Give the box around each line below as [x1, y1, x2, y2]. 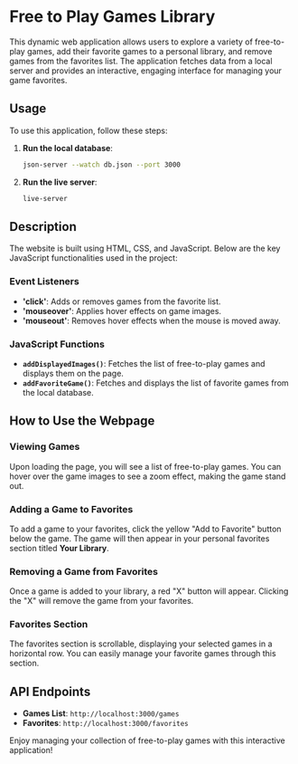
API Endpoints [9, 683, 91, 699]
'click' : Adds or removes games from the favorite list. [22, 296, 221, 307]
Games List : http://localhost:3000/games [22, 708, 180, 719]
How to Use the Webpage [9, 414, 155, 429]
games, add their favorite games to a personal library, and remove [26, 45, 273, 56]
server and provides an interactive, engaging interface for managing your [9, 65, 283, 76]
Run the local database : [22, 142, 113, 153]
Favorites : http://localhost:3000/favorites [22, 718, 190, 729]
